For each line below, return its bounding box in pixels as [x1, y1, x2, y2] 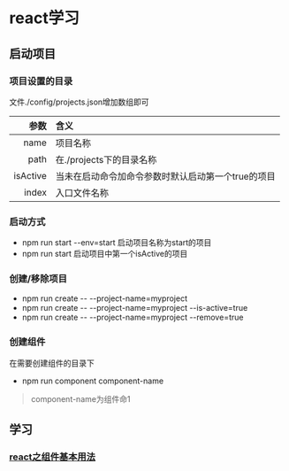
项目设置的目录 [9, 74, 73, 87]
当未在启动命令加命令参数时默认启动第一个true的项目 [55, 170, 276, 182]
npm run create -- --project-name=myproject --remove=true [21, 312, 244, 323]
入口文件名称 [55, 187, 109, 199]
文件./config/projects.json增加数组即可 [9, 97, 149, 107]
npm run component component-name [21, 375, 164, 386]
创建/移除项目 [9, 273, 68, 285]
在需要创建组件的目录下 [9, 358, 95, 368]
